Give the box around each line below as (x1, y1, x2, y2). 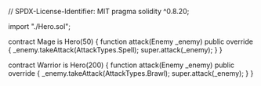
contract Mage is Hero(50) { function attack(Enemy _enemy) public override (8, 37, 253, 46)
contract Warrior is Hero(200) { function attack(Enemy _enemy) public (8, 60, 235, 70)
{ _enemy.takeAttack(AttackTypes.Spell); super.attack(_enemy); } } (8, 45, 223, 54)
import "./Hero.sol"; (8, 22, 71, 30)
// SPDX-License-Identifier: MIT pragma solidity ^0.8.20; (8, 7, 190, 16)
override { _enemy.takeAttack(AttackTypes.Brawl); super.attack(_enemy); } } (8, 69, 254, 77)
